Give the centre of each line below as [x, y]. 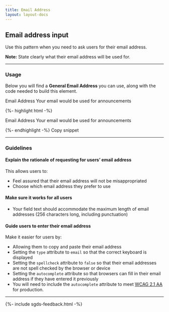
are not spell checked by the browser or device [61, 268]
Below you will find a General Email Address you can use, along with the [80, 86]
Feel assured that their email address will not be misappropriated [79, 181]
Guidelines [19, 148]
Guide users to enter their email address [48, 226]
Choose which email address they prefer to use [61, 186]
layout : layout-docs [27, 15]
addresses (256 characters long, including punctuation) [70, 214]
